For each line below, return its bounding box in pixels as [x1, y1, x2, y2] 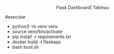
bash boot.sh [12, 44, 39, 50]
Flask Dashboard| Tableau [56, 5, 109, 10]
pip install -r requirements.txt [12, 34, 71, 39]
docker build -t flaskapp [12, 39, 61, 45]
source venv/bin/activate [12, 29, 63, 34]
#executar [5, 14, 26, 19]
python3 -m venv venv [12, 23, 58, 29]
